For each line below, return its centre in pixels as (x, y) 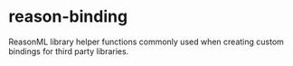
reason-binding (68, 17)
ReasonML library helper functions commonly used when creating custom (146, 42)
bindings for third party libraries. (69, 51)
